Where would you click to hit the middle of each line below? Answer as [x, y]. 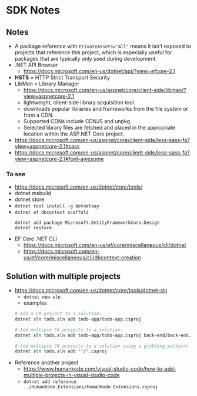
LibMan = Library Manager [47, 84]
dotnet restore [33, 228]
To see [16, 174]
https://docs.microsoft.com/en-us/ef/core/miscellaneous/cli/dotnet [105, 245]
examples [35, 303]
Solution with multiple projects [64, 276]
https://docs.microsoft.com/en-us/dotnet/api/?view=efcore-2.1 [99, 71]
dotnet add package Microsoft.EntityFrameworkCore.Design [87, 223]
